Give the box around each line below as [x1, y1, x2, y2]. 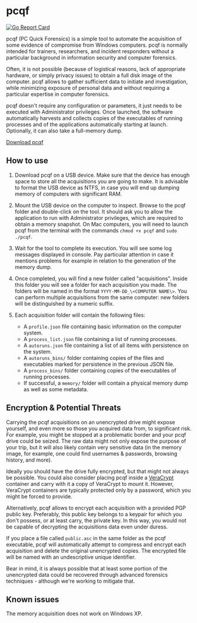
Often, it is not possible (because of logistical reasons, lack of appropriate [6, 65, 186, 72]
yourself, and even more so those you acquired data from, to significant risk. [6, 424, 192, 432]
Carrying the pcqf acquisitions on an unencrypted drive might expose [6, 418, 175, 426]
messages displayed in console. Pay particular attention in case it [14, 251, 174, 258]
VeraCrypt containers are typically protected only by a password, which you [6, 486, 191, 494]
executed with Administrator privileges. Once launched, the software [6, 108, 173, 115]
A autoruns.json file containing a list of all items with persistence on [23, 342, 189, 349]
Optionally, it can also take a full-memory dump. [6, 127, 123, 134]
